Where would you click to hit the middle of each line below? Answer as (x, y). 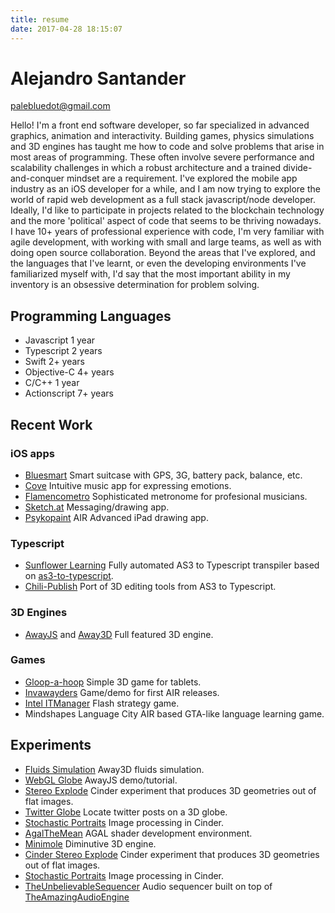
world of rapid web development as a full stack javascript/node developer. (163, 200)
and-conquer (37, 178)
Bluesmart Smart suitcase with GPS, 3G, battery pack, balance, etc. (163, 475)
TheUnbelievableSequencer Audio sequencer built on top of (148, 886)
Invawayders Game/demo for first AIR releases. (122, 692)
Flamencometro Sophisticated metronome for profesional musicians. (166, 496)
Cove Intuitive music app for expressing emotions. (128, 485)
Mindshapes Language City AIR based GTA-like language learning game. (174, 713)
